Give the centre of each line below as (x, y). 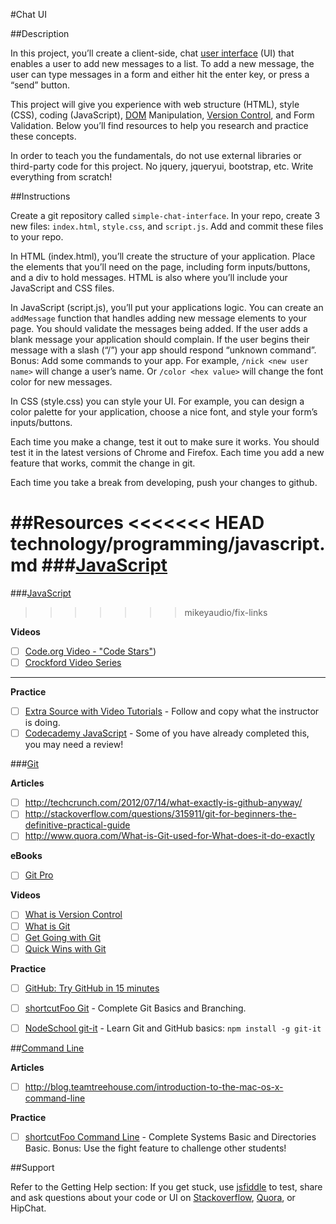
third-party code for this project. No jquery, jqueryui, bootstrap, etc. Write (162, 166)
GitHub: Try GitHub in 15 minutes (92, 988)
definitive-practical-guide (77, 825)
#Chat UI (28, 14)
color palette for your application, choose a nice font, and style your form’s (164, 412)
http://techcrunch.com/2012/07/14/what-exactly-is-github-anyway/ (163, 803)
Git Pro (39, 875)
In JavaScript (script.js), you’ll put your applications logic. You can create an (167, 307)
